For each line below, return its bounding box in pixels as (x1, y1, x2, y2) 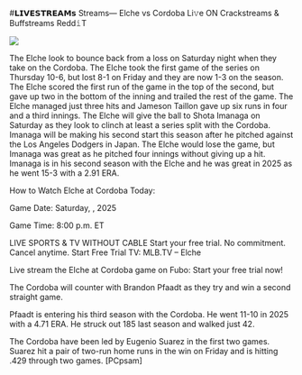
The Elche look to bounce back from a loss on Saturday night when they (9, 53, 278, 63)
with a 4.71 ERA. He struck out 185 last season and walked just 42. (9, 319, 255, 329)
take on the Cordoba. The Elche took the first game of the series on (9, 62, 260, 73)
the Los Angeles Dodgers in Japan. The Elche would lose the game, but (9, 139, 275, 150)
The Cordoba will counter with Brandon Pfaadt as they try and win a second (9, 282, 291, 292)
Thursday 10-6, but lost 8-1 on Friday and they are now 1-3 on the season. (9, 72, 284, 82)
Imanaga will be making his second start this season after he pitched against (9, 130, 294, 140)
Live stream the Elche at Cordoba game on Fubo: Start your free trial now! (9, 265, 284, 275)
